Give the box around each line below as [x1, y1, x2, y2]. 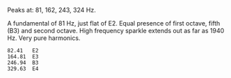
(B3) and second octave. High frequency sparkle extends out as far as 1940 [7, 27, 225, 35]
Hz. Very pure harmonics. [7, 34, 81, 42]
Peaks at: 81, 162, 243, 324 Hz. [7, 6, 96, 14]
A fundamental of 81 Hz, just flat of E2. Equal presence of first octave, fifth [7, 19, 221, 27]
